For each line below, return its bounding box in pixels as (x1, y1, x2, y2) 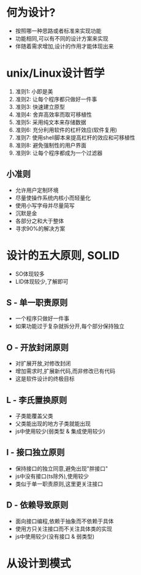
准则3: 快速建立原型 (15, 103, 66, 111)
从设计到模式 (6, 557, 72, 570)
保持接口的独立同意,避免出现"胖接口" (15, 464, 109, 472)
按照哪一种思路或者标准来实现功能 (15, 27, 102, 34)
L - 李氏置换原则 (6, 394, 67, 405)
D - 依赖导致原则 (6, 500, 69, 510)
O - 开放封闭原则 (6, 342, 69, 353)
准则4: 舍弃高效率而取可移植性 (15, 111, 92, 118)
